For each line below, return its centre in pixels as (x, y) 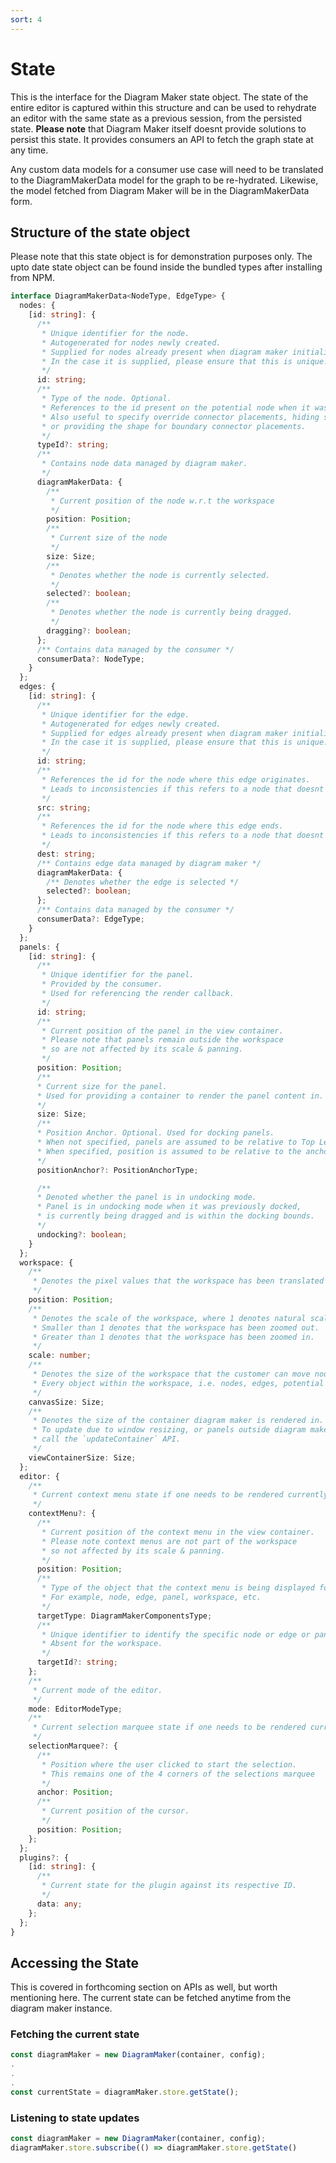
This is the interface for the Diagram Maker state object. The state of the (159, 97)
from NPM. (32, 278)
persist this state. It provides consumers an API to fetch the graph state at (162, 139)
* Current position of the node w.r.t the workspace (162, 501)
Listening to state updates (75, 2118)
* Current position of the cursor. (115, 1811)
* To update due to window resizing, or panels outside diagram (169, 1430)
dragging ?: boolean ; (89, 631)
